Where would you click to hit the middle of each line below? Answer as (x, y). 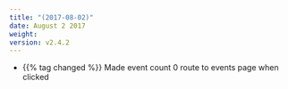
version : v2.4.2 (39, 42)
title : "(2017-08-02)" (51, 17)
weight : (24, 34)
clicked (35, 77)
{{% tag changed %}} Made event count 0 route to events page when (150, 68)
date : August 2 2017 (48, 26)
